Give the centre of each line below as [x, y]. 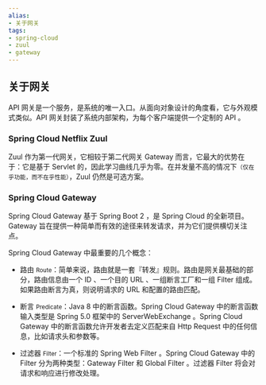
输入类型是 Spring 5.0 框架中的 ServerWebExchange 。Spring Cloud [131, 317]
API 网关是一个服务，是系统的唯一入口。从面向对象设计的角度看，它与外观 [130, 107]
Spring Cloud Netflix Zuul [58, 138]
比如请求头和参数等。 [69, 336]
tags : [17, 30]
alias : [19, 16]
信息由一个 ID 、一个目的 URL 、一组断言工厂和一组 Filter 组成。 [152, 280]
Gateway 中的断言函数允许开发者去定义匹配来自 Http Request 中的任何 [135, 326]
